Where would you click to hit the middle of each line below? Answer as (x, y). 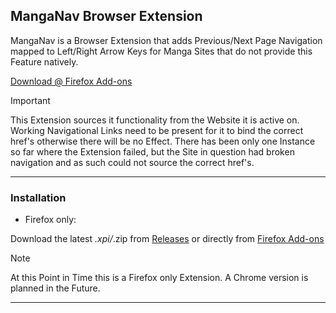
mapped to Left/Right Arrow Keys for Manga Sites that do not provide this (161, 51)
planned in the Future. (55, 288)
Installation (38, 197)
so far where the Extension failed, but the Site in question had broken (152, 151)
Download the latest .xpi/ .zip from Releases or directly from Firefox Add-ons (167, 239)
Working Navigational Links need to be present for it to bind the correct (157, 130)
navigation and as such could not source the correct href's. (132, 162)
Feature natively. (44, 61)
